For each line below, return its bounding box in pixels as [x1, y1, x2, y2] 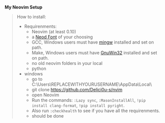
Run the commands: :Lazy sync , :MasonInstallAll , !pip [31, 97, 146, 103]
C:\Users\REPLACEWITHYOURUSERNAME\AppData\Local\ [31, 81, 152, 87]
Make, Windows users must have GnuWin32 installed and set [31, 50, 158, 56]
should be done [31, 113, 64, 119]
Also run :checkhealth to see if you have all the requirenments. [31, 108, 160, 114]
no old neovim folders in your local [31, 61, 103, 66]
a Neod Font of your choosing [31, 34, 93, 40]
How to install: [16, 14, 46, 19]
